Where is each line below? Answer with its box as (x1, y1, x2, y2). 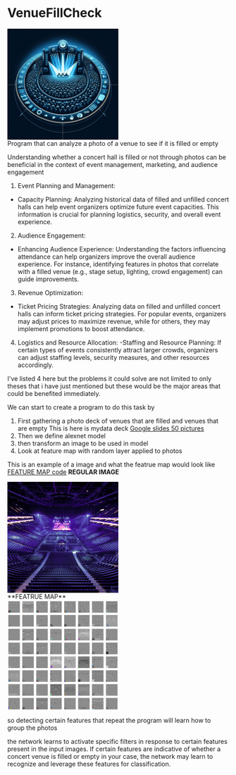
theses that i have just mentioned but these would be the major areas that (7, 382, 221, 390)
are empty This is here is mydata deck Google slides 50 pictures (17, 424, 204, 433)
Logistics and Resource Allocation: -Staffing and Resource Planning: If (17, 338, 222, 347)
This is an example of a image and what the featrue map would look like (7, 460, 216, 469)
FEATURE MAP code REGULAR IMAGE (7, 467, 120, 476)
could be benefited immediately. (7, 389, 101, 397)
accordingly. (17, 361, 54, 369)
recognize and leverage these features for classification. (7, 759, 171, 769)
